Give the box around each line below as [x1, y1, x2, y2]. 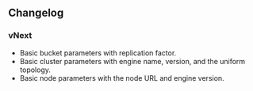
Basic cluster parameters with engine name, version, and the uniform [19, 56, 246, 66]
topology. [19, 65, 52, 74]
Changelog [8, 6, 64, 20]
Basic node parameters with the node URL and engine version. [19, 73, 224, 82]
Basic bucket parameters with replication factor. [19, 47, 177, 58]
